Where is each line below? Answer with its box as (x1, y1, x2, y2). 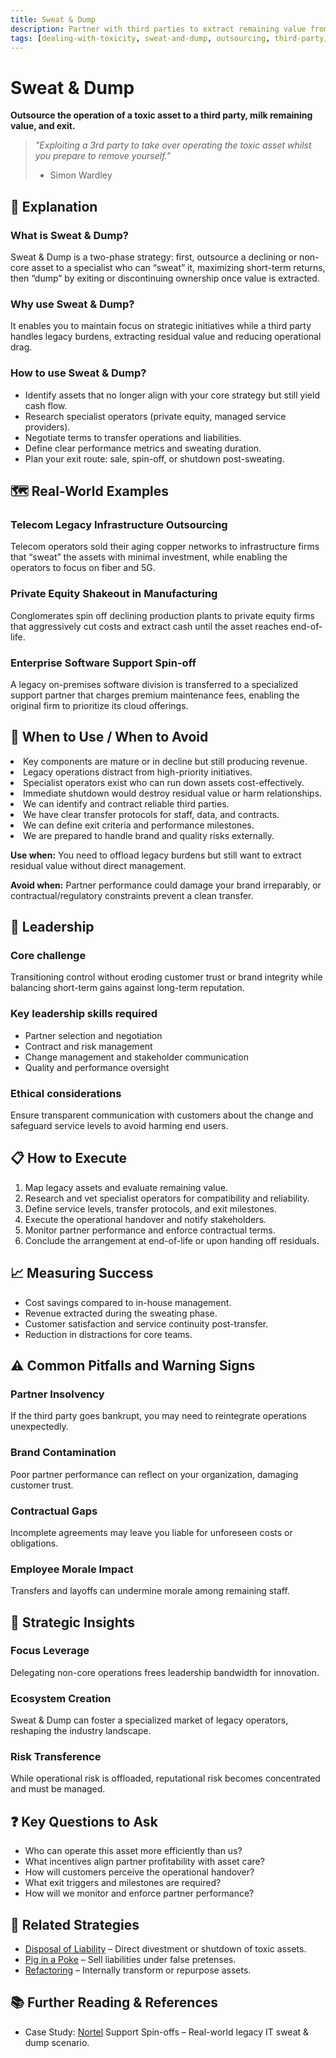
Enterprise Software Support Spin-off (10, 656, 197, 670)
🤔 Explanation (10, 198, 98, 215)
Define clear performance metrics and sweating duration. (24, 442, 262, 454)
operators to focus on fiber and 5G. (10, 562, 156, 574)
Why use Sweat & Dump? (10, 297, 135, 311)
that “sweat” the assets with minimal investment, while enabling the (10, 551, 288, 563)
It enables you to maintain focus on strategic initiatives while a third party (10, 320, 312, 332)
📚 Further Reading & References (10, 1994, 219, 2011)
